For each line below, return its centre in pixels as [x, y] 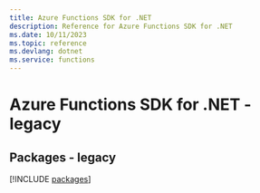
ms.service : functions [52, 60]
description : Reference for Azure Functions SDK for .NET [121, 26]
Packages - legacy [63, 157]
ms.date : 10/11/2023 [48, 34]
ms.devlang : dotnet [46, 52]
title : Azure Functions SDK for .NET [81, 18]
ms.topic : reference [48, 43]
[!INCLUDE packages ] [50, 179]
